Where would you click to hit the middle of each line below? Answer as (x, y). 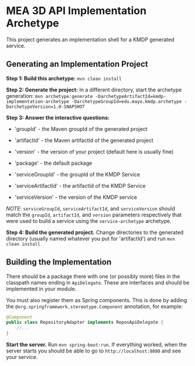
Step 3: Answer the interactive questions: (58, 117)
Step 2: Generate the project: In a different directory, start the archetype (94, 90)
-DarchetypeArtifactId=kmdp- (131, 96)
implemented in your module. (41, 289)
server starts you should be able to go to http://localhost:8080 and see (94, 351)
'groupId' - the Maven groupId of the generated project (81, 129)
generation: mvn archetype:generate (49, 96)
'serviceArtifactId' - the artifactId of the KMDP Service (80, 185)
